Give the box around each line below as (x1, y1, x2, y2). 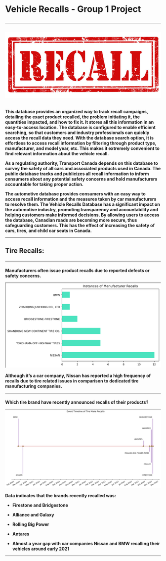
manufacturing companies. (5, 383, 63, 389)
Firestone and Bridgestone (12, 502, 68, 508)
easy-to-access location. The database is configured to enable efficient (5, 124, 156, 130)
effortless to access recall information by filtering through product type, (5, 140, 157, 146)
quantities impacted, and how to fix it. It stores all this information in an (5, 119, 154, 125)
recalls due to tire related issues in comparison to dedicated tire (5, 377, 139, 384)
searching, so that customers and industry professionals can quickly (5, 130, 150, 136)
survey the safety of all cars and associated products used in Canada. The (5, 165, 161, 171)
